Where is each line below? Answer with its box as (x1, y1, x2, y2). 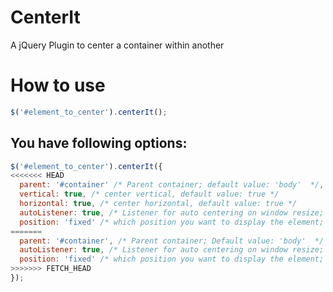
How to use (10, 74, 106, 97)
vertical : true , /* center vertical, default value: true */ (19, 189, 280, 200)
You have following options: (10, 135, 188, 152)
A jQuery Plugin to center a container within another (10, 39, 225, 51)
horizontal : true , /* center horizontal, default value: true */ (19, 199, 298, 209)
